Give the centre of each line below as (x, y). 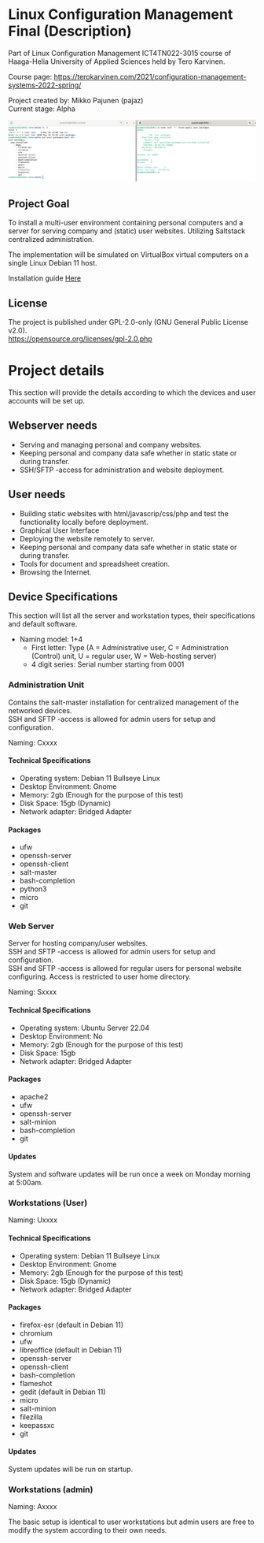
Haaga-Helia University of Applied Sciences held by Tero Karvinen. (117, 61)
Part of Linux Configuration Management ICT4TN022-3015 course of (120, 53)
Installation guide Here (44, 278)
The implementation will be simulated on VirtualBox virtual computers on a (128, 255)
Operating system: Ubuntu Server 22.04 (84, 1028)
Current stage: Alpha (42, 109)
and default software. (43, 624)
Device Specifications (63, 597)
